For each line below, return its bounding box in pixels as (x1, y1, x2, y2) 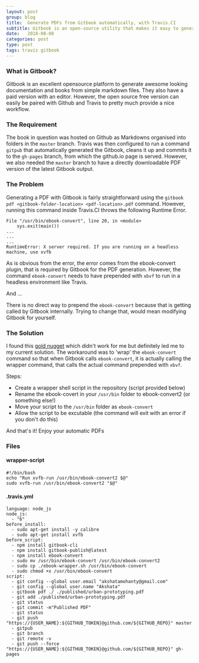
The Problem (6, 180, 44, 189)
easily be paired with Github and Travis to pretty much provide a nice (6, 99, 175, 107)
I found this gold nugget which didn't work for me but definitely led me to (6, 342, 185, 349)
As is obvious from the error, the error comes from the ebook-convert (6, 259, 176, 267)
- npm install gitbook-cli (11, 543, 78, 548)
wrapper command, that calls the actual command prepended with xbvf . (6, 361, 182, 368)
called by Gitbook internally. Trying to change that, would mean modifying (6, 307, 187, 315)
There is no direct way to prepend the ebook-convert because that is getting (6, 301, 191, 309)
